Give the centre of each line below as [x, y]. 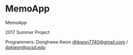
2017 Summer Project [27, 32]
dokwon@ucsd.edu [25, 47]
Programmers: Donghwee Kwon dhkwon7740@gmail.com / [67, 42]
